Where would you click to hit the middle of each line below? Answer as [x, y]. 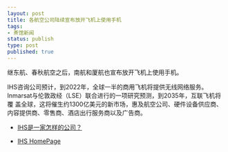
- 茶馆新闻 [21, 33]
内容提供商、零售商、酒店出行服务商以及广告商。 [77, 112]
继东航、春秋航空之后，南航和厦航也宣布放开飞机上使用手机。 [95, 72]
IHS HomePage [39, 141]
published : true [30, 52]
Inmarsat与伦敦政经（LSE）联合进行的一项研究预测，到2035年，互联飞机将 [114, 95]
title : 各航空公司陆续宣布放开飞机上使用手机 [65, 20]
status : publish [30, 39]
